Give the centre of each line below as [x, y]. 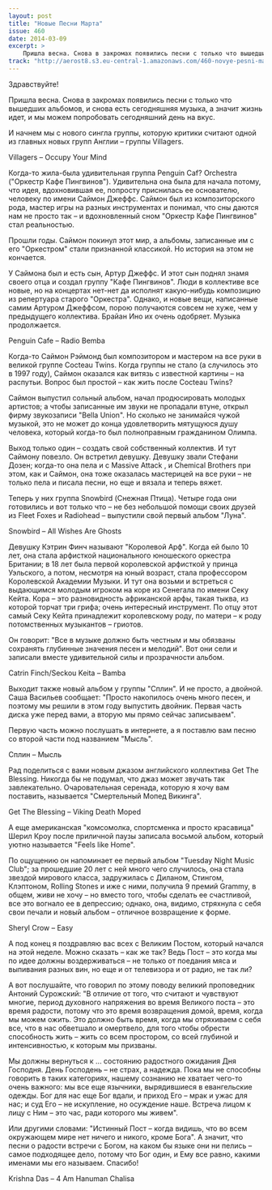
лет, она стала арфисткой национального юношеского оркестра [120, 555]
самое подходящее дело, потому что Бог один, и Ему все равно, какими [134, 1154]
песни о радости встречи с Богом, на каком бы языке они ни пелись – [130, 1145]
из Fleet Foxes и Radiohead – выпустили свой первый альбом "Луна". [127, 515]
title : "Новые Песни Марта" [56, 24]
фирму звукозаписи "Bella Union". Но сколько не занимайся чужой [124, 415]
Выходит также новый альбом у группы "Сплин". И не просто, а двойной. [136, 688]
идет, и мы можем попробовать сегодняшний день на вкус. [112, 117]
